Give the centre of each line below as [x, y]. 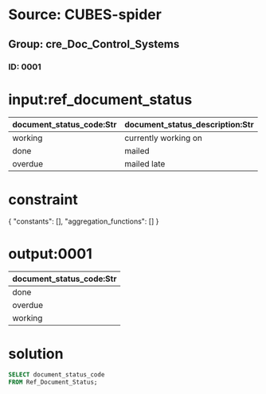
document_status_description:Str [189, 125]
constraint [43, 199]
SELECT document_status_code [57, 375]
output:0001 [51, 254]
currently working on [164, 138]
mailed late [145, 164]
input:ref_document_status [100, 99]
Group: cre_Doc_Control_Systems [94, 44]
